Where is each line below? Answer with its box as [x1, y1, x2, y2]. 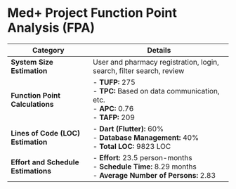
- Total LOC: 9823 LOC [92, 141, 171, 151]
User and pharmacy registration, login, [92, 57, 220, 67]
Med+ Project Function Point [7, 5, 177, 21]
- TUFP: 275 [92, 77, 136, 87]
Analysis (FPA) [7, 20, 96, 36]
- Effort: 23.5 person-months [92, 152, 192, 162]
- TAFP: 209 [92, 112, 136, 122]
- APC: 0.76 [92, 103, 134, 113]
